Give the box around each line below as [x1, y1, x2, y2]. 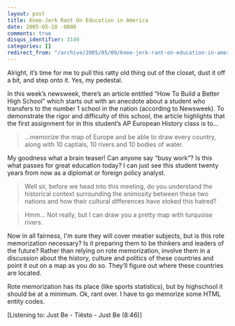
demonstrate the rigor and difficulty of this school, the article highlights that [7, 111, 225, 120]
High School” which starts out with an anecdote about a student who [7, 97, 206, 105]
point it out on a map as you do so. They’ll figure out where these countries [7, 261, 224, 269]
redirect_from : [7, 50, 52, 57]
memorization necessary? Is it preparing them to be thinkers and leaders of [7, 239, 225, 247]
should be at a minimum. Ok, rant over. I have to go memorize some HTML [7, 290, 222, 298]
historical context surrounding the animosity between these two [24, 190, 208, 198]
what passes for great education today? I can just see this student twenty [7, 161, 219, 169]
